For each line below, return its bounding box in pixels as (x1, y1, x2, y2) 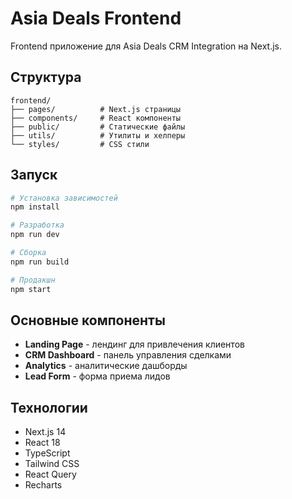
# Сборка (10, 248, 47, 258)
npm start (10, 284, 52, 294)
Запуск (10, 167, 58, 184)
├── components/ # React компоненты (10, 113, 182, 123)
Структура (10, 69, 82, 86)
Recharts (24, 479, 63, 491)
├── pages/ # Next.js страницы (10, 104, 182, 114)
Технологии (10, 399, 88, 416)
